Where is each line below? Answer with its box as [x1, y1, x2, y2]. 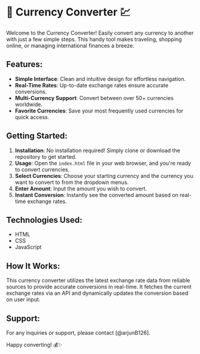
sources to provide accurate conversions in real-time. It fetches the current [6, 283, 192, 291]
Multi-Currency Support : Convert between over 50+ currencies [14, 94, 174, 101]
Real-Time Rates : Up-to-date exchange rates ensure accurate [14, 81, 169, 89]
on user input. [6, 296, 41, 303]
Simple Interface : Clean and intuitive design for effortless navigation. [14, 75, 186, 82]
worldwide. [14, 101, 43, 108]
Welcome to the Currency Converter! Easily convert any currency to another [6, 29, 194, 37]
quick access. [14, 113, 50, 120]
